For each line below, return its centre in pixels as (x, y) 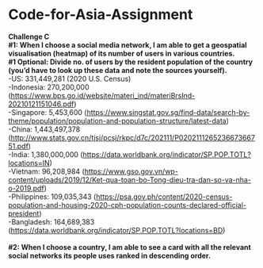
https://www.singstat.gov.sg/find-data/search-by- (168, 112)
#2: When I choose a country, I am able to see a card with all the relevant (130, 247)
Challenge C (29, 36)
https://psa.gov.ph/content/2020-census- (164, 197)
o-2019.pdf (27, 188)
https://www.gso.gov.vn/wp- (131, 171)
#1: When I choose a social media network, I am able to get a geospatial (128, 44)
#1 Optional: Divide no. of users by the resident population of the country (131, 62)
